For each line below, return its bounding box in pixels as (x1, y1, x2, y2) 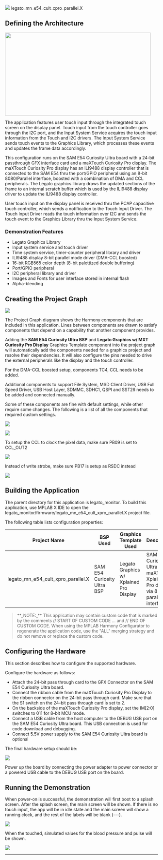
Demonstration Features (5, 228, 64, 235)
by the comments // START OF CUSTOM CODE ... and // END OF (16, 617, 146, 624)
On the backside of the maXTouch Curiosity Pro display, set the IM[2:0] (12, 705, 155, 711)
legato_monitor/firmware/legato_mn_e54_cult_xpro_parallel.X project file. (5, 509, 151, 515)
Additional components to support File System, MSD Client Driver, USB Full (5, 381, 155, 387)
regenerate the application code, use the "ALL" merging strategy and (16, 628, 155, 634)
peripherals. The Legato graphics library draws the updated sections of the (5, 180, 155, 186)
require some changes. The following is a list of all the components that (5, 406, 148, 412)
